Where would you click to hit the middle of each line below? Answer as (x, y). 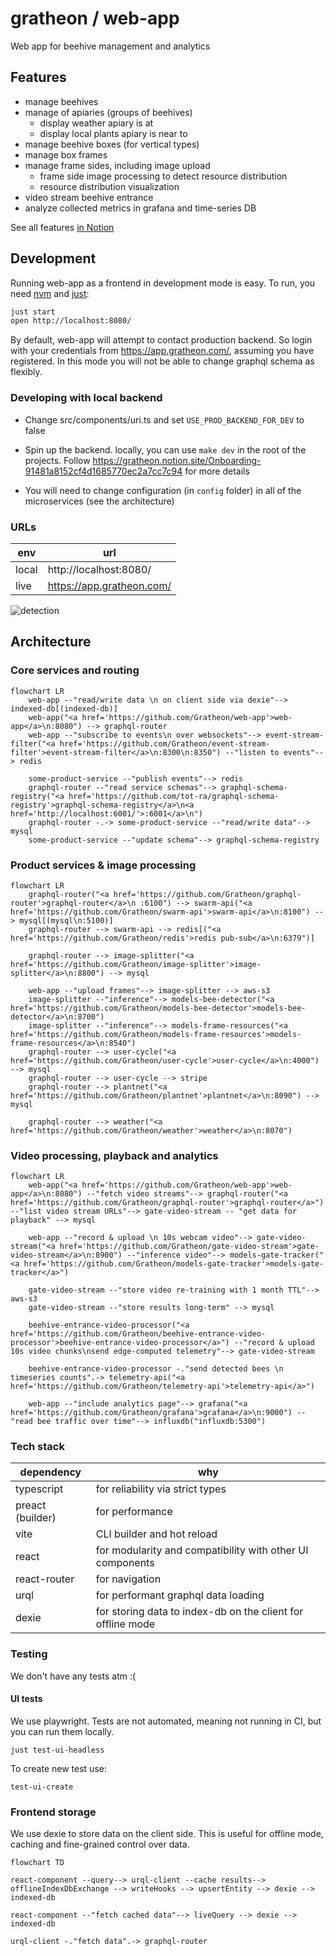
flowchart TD (37, 1863)
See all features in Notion (62, 227)
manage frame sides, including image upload (117, 165)
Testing (29, 1654)
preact (31, 1505)
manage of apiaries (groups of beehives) (108, 112)
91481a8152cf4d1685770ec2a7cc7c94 (103, 471)
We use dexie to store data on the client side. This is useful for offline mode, (167, 1834)
